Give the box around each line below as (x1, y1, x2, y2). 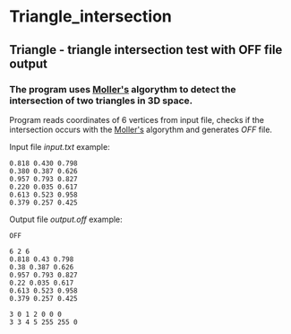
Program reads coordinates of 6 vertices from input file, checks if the (9, 114, 264, 125)
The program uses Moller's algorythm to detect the (9, 83, 236, 95)
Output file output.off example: (9, 214, 123, 224)
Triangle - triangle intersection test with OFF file (9, 42, 283, 57)
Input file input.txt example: (9, 141, 110, 152)
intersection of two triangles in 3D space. (9, 94, 193, 107)
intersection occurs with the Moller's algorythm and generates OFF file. (9, 124, 273, 135)
